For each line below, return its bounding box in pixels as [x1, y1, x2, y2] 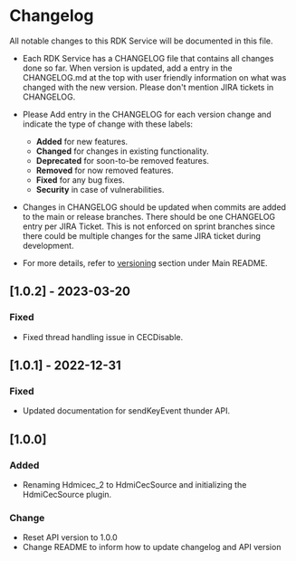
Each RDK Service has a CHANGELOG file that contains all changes [22, 52, 274, 63]
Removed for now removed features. [35, 165, 174, 176]
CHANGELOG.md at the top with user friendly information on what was [22, 71, 287, 82]
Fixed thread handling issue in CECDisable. [22, 331, 184, 342]
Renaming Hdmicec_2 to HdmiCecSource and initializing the [22, 480, 247, 490]
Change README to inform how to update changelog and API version [22, 542, 282, 553]
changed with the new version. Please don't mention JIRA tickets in [22, 81, 274, 92]
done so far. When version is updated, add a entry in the [22, 62, 233, 73]
